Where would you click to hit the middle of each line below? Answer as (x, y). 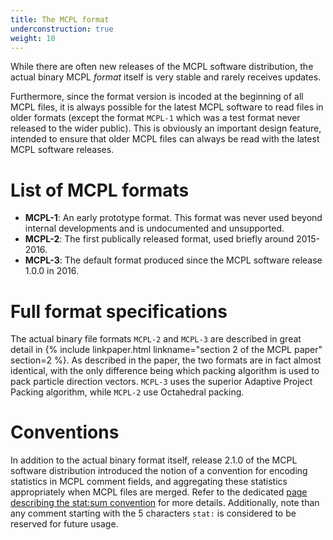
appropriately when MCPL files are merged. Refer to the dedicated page (159, 492)
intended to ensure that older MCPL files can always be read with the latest (165, 139)
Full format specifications (119, 311)
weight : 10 (33, 38)
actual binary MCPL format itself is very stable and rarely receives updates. (166, 77)
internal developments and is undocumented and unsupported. (154, 228)
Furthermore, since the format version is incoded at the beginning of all (157, 97)
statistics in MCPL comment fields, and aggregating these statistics (149, 482)
